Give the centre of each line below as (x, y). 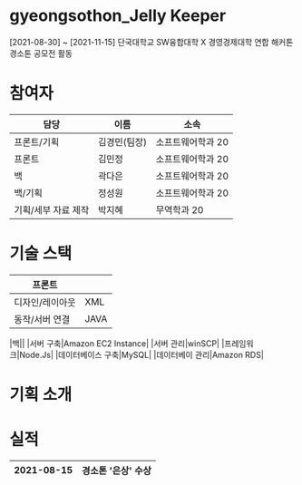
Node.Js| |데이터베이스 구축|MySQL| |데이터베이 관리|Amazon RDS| (142, 354)
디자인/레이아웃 (45, 302)
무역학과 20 (180, 209)
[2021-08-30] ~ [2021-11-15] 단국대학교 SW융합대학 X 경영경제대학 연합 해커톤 (151, 42)
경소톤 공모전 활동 (41, 53)
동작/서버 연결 (42, 319)
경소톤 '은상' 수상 (116, 470)
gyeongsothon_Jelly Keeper (118, 16)
